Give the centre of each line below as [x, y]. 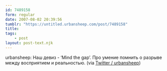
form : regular [20, 15]
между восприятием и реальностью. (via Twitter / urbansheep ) [73, 63]
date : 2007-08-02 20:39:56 [34, 19]
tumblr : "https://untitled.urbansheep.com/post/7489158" [67, 24]
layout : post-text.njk [29, 43]
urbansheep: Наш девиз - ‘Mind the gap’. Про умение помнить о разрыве [84, 57]
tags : [11, 33]
